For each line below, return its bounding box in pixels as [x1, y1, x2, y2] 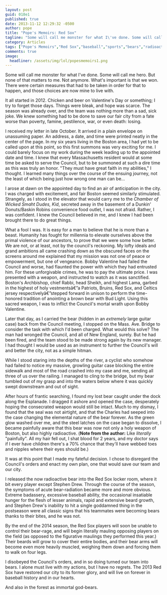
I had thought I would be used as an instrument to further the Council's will [5, 342, 158, 349]
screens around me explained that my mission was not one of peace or [5, 253, 151, 259]
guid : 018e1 [5, 12, 30, 17]
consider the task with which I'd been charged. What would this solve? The [5, 327, 159, 333]
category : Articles [5, 40, 46, 45]
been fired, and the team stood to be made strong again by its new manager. [5, 337, 162, 343]
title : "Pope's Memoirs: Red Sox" [5, 30, 77, 35]
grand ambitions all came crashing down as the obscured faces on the [5, 248, 150, 254]
